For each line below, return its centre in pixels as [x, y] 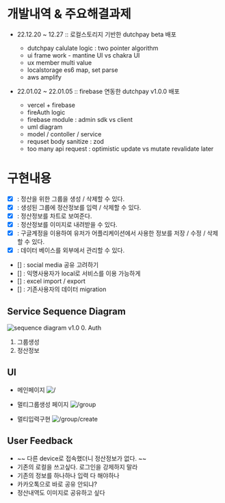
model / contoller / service [64, 134]
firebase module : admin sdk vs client [80, 119]
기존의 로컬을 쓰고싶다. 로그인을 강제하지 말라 [77, 467]
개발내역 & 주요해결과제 [69, 14]
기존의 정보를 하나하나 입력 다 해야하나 [68, 475]
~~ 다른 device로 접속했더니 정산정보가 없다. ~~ [82, 458]
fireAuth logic [46, 112]
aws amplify [44, 77]
